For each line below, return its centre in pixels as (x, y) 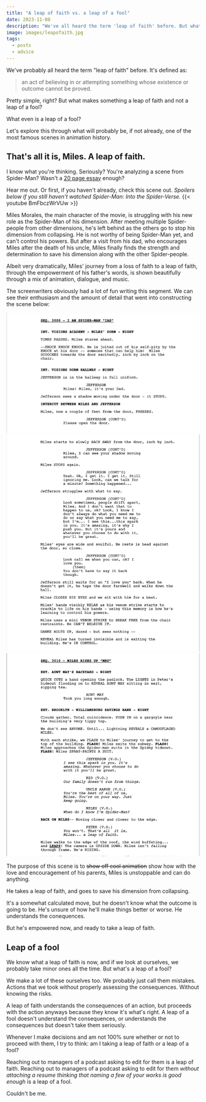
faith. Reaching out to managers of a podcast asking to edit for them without (103, 1069)
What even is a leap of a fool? (44, 119)
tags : (13, 39)
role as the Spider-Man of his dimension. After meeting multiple (86, 221)
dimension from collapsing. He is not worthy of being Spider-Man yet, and (100, 234)
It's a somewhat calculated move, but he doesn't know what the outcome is (102, 903)
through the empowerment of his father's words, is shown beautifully (93, 272)
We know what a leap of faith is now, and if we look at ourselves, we (93, 962)
